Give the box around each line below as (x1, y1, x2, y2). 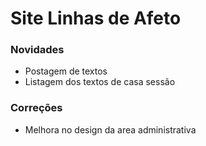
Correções (10, 101, 63, 115)
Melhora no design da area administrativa (24, 123, 197, 136)
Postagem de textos (24, 65, 108, 77)
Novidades (10, 43, 65, 57)
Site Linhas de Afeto (10, 7, 182, 30)
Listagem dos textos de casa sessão (24, 76, 176, 88)
